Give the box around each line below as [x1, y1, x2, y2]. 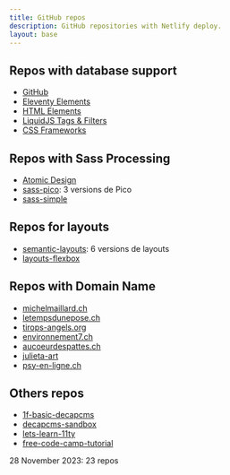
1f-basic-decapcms [21, 410, 95, 420]
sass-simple [21, 194, 68, 204]
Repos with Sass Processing [9, 151, 171, 166]
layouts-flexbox [21, 253, 81, 263]
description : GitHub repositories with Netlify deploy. [9, 22, 222, 30]
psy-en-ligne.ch [21, 359, 82, 370]
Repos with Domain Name [9, 279, 157, 294]
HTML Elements [21, 106, 82, 117]
